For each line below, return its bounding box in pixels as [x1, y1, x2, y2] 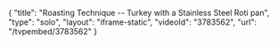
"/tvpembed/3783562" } [8, 26, 98, 36]
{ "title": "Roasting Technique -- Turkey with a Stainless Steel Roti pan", [8, 8, 270, 18]
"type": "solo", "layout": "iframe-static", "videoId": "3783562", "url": [8, 17, 258, 27]
